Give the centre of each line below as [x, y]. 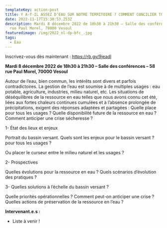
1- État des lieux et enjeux [32, 128]
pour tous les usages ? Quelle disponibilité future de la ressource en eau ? [81, 113]
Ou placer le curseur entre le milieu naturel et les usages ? [65, 152]
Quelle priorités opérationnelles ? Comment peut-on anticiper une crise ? [80, 196]
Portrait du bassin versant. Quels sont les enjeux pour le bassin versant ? [80, 137]
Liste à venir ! [26, 221]
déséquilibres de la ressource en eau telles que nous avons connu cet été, [81, 97]
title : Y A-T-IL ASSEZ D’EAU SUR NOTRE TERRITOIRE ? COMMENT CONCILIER [81, 14]
